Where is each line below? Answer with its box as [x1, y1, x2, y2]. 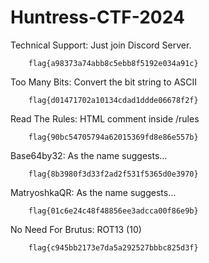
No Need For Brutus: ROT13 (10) [10, 223, 142, 235]
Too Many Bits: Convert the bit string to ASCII [10, 76, 198, 88]
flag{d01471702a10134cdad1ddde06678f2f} [28, 95, 199, 105]
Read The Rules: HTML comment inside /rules [10, 112, 200, 125]
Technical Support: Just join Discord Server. [10, 39, 192, 51]
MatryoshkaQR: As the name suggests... [10, 186, 177, 198]
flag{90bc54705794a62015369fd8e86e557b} [28, 132, 199, 142]
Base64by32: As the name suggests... [10, 149, 168, 161]
